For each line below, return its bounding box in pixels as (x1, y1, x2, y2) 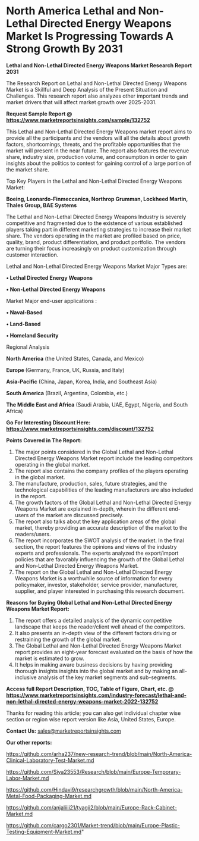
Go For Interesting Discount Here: (6, 418, 91, 426)
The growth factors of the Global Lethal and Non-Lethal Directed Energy (14, 499, 192, 506)
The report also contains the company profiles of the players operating (14, 467, 188, 474)
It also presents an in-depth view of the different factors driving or (14, 629, 177, 636)
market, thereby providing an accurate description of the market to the (14, 524, 188, 531)
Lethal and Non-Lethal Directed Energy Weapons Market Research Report (6, 61, 192, 69)
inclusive (14, 674, 37, 681)
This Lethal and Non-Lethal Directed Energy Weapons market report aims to (6, 128, 192, 135)
